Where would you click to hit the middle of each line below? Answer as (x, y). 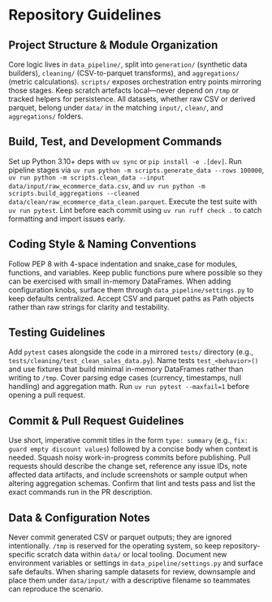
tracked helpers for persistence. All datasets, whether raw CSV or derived (132, 99)
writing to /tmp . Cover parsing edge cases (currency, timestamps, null (125, 378)
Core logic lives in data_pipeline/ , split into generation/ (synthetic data (128, 64)
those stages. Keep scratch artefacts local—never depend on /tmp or (124, 90)
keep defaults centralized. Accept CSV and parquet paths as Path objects (131, 298)
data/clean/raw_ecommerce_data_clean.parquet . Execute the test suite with (133, 201)
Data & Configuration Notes (79, 518)
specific (22, 555)
